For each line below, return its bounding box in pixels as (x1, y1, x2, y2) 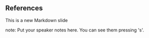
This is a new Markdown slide (5, 17, 68, 23)
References (5, 4, 43, 12)
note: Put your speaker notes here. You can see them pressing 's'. (5, 27, 144, 33)
